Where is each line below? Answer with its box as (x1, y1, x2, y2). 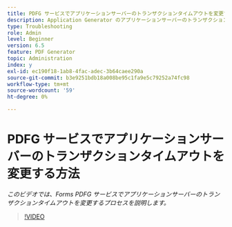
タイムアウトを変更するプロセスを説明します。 (37, 198, 171, 207)
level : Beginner (7, 36, 54, 43)
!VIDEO (23, 212, 45, 221)
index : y (7, 61, 32, 68)
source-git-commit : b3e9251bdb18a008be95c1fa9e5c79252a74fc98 (7, 74, 190, 81)
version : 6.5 (7, 42, 45, 49)
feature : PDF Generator (7, 49, 76, 56)
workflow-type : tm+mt (7, 81, 70, 88)
